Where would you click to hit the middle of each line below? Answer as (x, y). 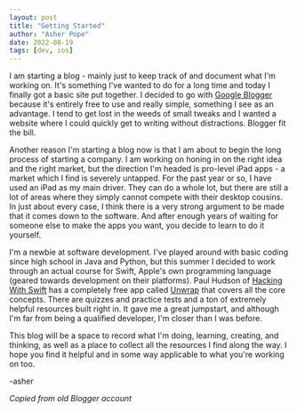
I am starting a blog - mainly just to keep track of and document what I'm (142, 76)
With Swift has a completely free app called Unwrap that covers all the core (148, 290)
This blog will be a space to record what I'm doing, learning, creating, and (144, 335)
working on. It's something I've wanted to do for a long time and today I (140, 85)
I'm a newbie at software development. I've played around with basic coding (149, 252)
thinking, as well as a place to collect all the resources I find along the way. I (148, 345)
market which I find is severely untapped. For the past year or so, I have (140, 178)
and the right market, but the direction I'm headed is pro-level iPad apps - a (148, 169)
